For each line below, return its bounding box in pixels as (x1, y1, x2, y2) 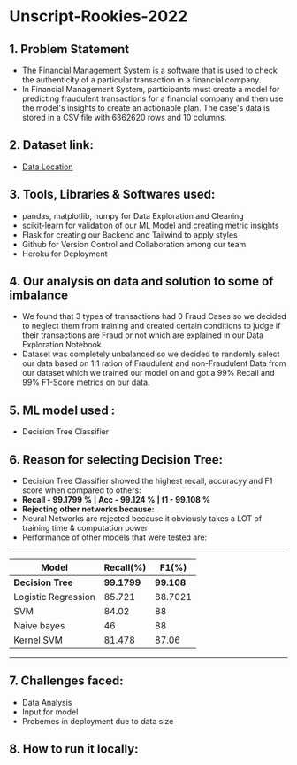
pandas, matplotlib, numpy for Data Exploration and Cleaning (21, 210, 245, 221)
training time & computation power (21, 523, 148, 534)
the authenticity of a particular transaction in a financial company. (21, 74, 262, 85)
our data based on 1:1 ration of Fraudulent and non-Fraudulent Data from (21, 358, 286, 369)
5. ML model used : (9, 402, 116, 418)
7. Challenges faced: (9, 674, 124, 689)
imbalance (9, 288, 69, 303)
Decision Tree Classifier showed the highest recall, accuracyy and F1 (21, 476, 273, 487)
